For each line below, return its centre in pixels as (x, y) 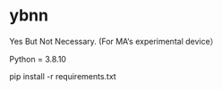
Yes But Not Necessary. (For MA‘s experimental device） (114, 41)
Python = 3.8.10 (38, 59)
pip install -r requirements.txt (63, 76)
